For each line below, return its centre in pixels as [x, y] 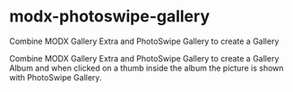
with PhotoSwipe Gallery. [56, 77]
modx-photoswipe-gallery [110, 17]
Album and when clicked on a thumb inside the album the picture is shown [146, 68]
